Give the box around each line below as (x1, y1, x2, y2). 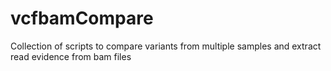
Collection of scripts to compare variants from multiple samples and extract (10, 40, 322, 52)
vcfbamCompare (10, 7, 154, 30)
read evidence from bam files (10, 50, 132, 62)
